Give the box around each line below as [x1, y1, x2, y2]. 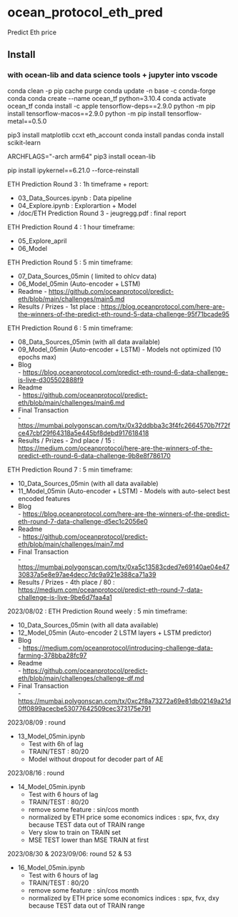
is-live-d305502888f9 [17, 375, 84, 384]
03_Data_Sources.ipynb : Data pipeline [17, 194, 132, 202]
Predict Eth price [7, 28, 57, 36]
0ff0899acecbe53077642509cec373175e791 [17, 704, 152, 713]
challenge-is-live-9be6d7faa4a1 [17, 593, 112, 601]
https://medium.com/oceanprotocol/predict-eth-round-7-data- [17, 585, 203, 594]
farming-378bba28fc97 [17, 651, 87, 660]
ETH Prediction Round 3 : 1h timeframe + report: [7, 179, 149, 188]
